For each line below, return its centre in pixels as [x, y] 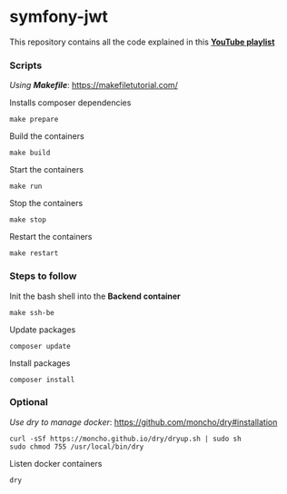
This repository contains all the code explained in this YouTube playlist [142, 42]
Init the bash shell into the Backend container [95, 296]
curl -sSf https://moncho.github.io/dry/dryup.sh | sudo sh [126, 439]
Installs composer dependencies [70, 103]
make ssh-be [32, 312]
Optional [29, 402]
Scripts [26, 65]
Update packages [43, 330]
